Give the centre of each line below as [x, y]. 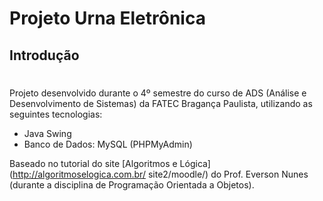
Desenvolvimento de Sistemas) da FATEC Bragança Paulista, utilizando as [161, 103]
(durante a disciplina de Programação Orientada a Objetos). [132, 184]
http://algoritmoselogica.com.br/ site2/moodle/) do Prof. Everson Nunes [160, 174]
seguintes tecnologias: [56, 114]
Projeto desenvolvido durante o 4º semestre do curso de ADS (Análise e [158, 93]
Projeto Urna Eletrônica [107, 18]
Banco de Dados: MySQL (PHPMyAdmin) [108, 144]
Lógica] [195, 163]
